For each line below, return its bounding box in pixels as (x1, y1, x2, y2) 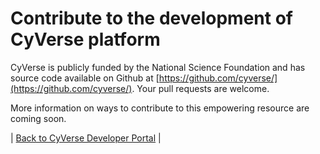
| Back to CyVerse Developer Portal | (10, 132, 162, 144)
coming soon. (10, 112, 67, 124)
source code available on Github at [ (10, 72, 160, 84)
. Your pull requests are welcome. (131, 82, 270, 94)
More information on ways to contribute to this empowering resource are (10, 102, 310, 114)
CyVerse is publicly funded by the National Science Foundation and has (10, 61, 306, 73)
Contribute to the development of (10, 7, 293, 30)
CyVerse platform (10, 28, 161, 51)
